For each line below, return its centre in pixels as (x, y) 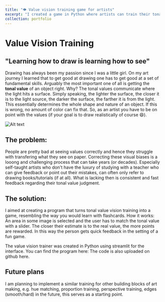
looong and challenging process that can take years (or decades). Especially (82, 162)
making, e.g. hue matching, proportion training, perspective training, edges (81, 289)
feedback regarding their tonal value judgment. (53, 183)
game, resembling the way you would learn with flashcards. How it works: (80, 215)
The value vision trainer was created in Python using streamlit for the (75, 246)
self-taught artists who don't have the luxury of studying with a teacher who (82, 167)
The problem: (26, 140)
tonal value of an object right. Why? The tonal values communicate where (80, 89)
